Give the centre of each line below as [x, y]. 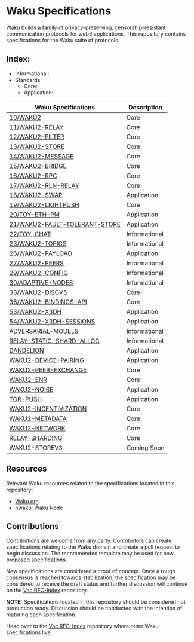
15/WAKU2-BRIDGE [38, 166]
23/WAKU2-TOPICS [38, 243]
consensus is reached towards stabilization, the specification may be [91, 577]
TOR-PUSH [26, 399]
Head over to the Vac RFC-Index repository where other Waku [83, 626]
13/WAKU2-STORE [37, 146]
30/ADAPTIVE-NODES [41, 282]
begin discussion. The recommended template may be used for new [90, 554]
